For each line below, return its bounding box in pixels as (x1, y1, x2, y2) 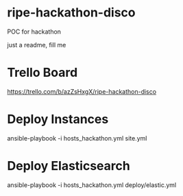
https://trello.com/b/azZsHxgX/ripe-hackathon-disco (7, 87, 156, 95)
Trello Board (7, 65, 78, 80)
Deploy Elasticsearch (7, 158, 130, 173)
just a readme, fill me (7, 40, 66, 49)
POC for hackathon (7, 27, 62, 36)
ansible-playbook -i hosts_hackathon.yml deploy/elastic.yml (7, 180, 177, 189)
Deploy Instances (7, 112, 109, 127)
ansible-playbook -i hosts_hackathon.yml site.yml (7, 134, 147, 142)
